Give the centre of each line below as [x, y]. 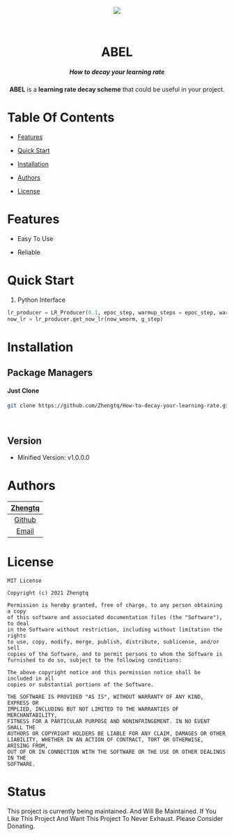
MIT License [24, 581]
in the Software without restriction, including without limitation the [115, 630]
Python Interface [41, 300]
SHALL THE [22, 728]
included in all [31, 679]
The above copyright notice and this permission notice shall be [104, 673]
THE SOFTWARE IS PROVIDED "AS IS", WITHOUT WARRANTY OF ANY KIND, [106, 697]
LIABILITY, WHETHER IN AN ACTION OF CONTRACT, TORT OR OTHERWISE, [106, 740]
